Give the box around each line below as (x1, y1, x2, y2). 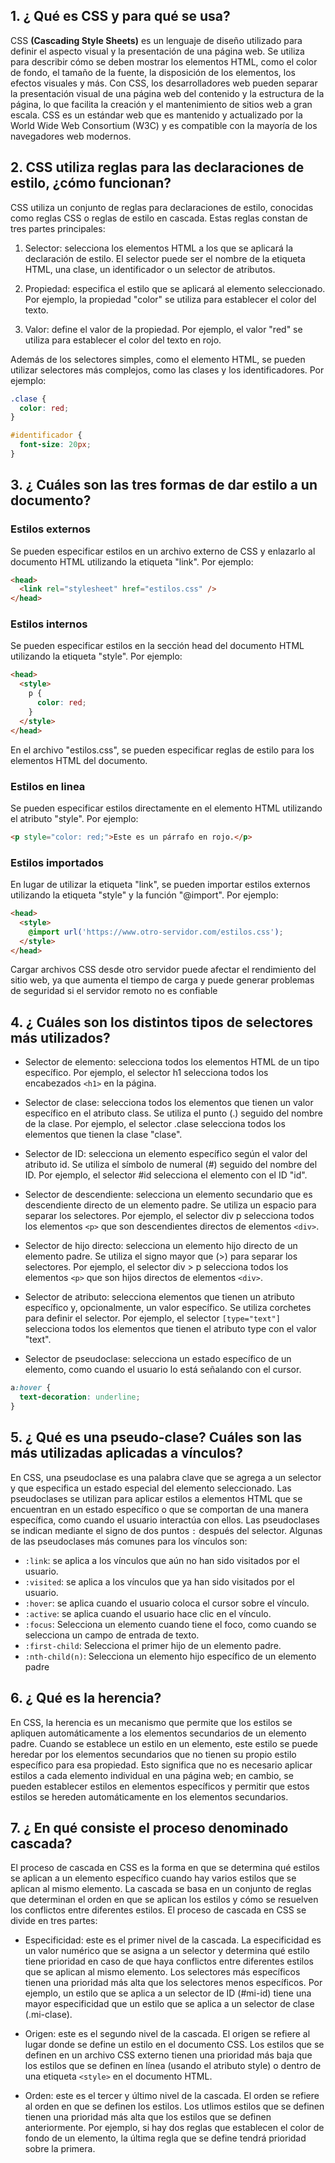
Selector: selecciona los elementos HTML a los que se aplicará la (24, 242, 294, 254)
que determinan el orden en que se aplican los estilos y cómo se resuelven (10, 1894, 319, 1906)
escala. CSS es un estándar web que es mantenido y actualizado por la (10, 109, 303, 121)
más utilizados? (10, 1029, 111, 1046)
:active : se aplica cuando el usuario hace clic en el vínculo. (24, 1607, 272, 1619)
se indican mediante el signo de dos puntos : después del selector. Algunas (10, 1524, 323, 1536)
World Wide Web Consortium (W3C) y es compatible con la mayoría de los (10, 119, 318, 131)
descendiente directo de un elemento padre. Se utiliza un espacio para (24, 1199, 317, 1211)
